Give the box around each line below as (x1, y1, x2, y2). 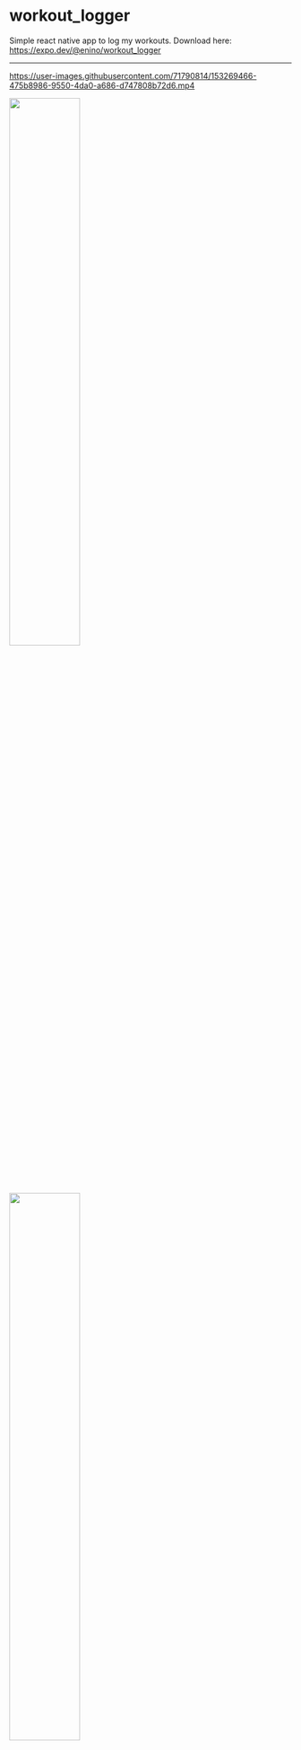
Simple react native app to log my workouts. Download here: (9, 35, 232, 46)
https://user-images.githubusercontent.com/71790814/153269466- (9, 70, 257, 81)
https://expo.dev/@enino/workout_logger (9, 44, 161, 55)
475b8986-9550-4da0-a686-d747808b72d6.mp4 (9, 80, 195, 91)
